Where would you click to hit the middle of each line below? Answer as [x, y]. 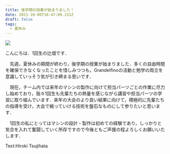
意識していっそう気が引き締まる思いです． [49, 77]
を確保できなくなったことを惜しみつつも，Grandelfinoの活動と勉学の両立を [84, 70]
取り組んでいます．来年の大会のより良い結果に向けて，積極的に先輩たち [89, 100]
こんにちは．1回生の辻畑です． [37, 53]
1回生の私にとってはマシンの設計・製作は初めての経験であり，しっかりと [86, 123]
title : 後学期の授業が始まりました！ [40, 10]
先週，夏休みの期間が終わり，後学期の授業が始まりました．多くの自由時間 [87, 64]
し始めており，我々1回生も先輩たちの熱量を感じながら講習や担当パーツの [82, 93]
